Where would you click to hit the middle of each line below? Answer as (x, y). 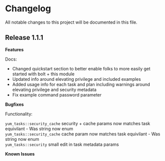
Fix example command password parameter (57, 95)
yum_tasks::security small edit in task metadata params (62, 144)
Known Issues (20, 154)
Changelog (28, 9)
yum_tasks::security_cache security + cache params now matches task (78, 123)
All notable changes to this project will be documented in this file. (71, 22)
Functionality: (19, 114)
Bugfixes (15, 104)
